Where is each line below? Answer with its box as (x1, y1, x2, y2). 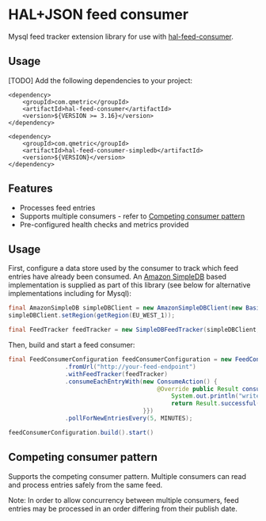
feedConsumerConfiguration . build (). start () (8, 428, 154, 436)
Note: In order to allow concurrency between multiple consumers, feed (8, 495, 239, 504)
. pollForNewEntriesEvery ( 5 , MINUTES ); (64, 414, 193, 422)
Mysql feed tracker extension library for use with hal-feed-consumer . (8, 32, 234, 41)
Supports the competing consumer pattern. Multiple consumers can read (8, 471, 247, 481)
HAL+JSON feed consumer (8, 6, 188, 24)
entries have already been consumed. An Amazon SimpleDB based (8, 272, 227, 282)
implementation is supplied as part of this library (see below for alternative (8, 280, 251, 290)
